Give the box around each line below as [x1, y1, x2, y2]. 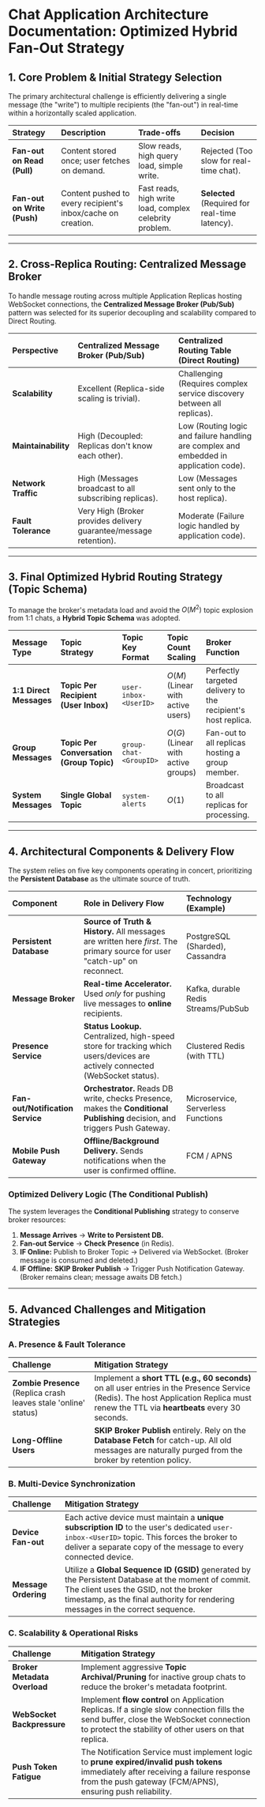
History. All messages [83, 926, 166, 937]
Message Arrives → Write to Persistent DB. [19, 1231, 164, 1240]
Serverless [186, 1103, 226, 1114]
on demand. [60, 165, 105, 175]
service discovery [178, 387, 244, 398]
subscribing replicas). [77, 492, 159, 504]
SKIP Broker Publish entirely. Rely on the [94, 1425, 247, 1436]
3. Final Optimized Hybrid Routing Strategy [8, 571, 223, 584]
